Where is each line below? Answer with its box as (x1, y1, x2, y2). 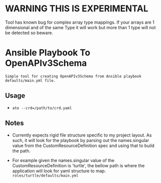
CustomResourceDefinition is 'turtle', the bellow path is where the (12, 162, 145, 168)
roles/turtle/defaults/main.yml (12, 173, 79, 178)
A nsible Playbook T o (5, 47, 91, 58)
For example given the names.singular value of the (12, 157, 115, 163)
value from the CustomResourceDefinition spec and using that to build (12, 143, 155, 148)
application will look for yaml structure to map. (12, 168, 107, 174)
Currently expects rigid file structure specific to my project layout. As (12, 132, 152, 138)
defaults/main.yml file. (5, 78, 56, 83)
